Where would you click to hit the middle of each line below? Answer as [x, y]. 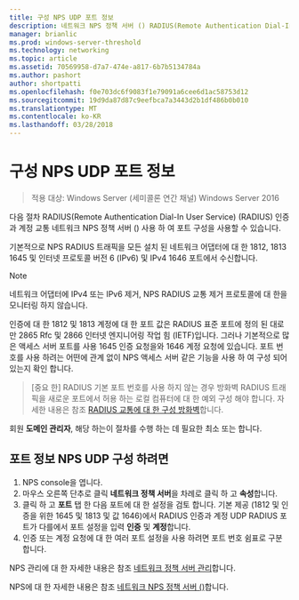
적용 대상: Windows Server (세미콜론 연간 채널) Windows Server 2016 [155, 197]
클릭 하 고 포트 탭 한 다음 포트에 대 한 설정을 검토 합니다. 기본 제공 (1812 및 [151, 504]
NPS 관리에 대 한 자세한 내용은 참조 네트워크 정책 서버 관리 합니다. [122, 568]
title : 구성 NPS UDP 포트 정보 [61, 17]
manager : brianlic [43, 34]
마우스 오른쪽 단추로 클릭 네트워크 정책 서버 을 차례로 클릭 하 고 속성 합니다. [150, 493]
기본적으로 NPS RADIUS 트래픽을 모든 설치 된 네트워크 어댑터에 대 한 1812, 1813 [148, 246]
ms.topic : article [43, 59]
